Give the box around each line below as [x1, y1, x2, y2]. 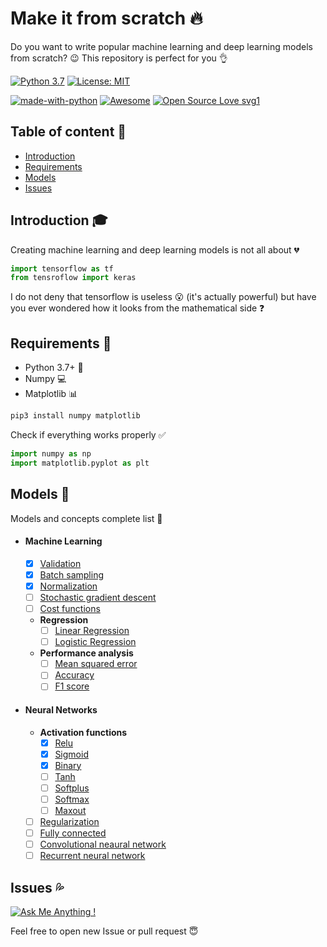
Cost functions [39, 603, 101, 615]
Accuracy [54, 669, 95, 681]
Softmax [54, 793, 90, 805]
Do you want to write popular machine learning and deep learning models [10, 40, 313, 52]
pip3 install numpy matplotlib [10, 411, 141, 421]
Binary [54, 759, 82, 771]
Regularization [39, 816, 100, 828]
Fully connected [39, 827, 107, 839]
